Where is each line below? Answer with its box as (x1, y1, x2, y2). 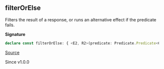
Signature (5, 31, 26, 37)
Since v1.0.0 (5, 59, 29, 65)
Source (5, 50, 20, 55)
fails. (5, 22, 15, 28)
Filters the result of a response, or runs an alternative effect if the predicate (5, 17, 157, 22)
